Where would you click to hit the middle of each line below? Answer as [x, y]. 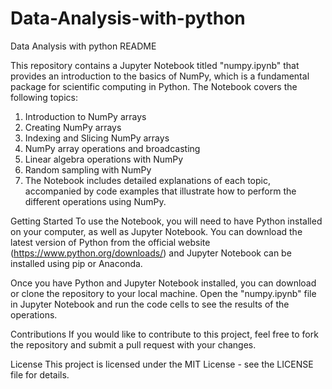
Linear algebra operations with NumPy [104, 159]
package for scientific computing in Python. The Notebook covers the [154, 86]
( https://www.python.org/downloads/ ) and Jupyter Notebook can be [151, 253]
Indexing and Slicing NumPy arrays [97, 138]
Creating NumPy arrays [73, 127]
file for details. [40, 374]
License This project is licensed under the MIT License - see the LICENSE [162, 364]
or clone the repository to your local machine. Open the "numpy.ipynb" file [163, 293]
